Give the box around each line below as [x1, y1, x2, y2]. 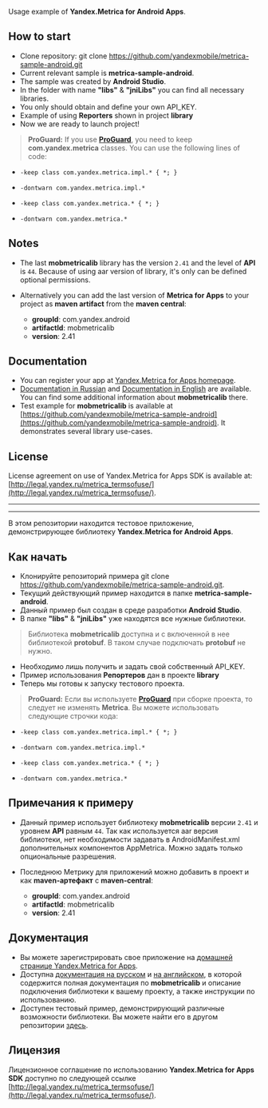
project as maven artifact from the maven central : [19, 299, 187, 309]
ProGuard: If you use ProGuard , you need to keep [27, 134, 193, 144]
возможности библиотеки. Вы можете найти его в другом [19, 1011, 218, 1022]
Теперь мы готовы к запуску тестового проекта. [19, 679, 185, 688]
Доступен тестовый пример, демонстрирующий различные [19, 1003, 225, 1013]
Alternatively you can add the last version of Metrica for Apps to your [19, 290, 250, 300]
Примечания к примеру [8, 796, 134, 810]
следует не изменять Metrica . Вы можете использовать [27, 703, 219, 712]
